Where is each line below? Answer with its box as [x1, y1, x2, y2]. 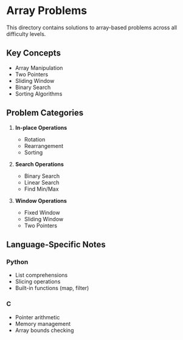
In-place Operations [15, 124, 67, 131]
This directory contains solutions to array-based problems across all [6, 24, 178, 31]
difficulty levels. [6, 30, 46, 37]
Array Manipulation [15, 64, 63, 71]
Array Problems [6, 4, 87, 18]
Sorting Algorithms [15, 90, 63, 97]
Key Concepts [6, 48, 61, 58]
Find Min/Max [24, 185, 59, 193]
